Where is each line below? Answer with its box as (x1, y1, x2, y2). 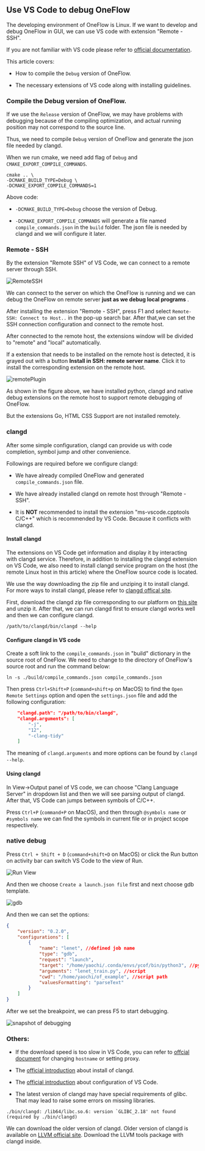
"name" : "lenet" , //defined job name (38, 945, 135, 952)
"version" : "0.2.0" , (17, 928, 70, 934)
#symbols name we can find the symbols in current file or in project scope (6, 815, 189, 822)
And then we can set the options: (6, 910, 90, 918)
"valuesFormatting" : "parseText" (38, 979, 124, 985)
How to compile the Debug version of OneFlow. (15, 70, 131, 77)
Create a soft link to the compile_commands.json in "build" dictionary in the (6, 650, 191, 657)
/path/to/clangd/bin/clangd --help (6, 623, 97, 629)
